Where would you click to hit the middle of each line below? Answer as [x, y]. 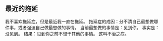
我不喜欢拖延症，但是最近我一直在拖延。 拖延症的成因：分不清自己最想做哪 [82, 21]
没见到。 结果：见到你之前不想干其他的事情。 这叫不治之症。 [67, 34]
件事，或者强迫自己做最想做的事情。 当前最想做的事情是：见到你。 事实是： [82, 27]
